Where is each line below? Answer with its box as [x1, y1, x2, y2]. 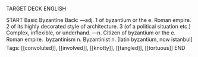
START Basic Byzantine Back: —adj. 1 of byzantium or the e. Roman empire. [6, 17, 191, 23]
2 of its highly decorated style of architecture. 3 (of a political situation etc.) [6, 23, 191, 30]
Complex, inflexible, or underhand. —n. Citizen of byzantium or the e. [6, 29, 176, 36]
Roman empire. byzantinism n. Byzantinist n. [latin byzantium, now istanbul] [6, 36, 193, 43]
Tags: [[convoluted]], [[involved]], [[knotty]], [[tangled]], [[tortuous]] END [6, 45, 186, 51]
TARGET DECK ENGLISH [6, 5, 67, 12]
